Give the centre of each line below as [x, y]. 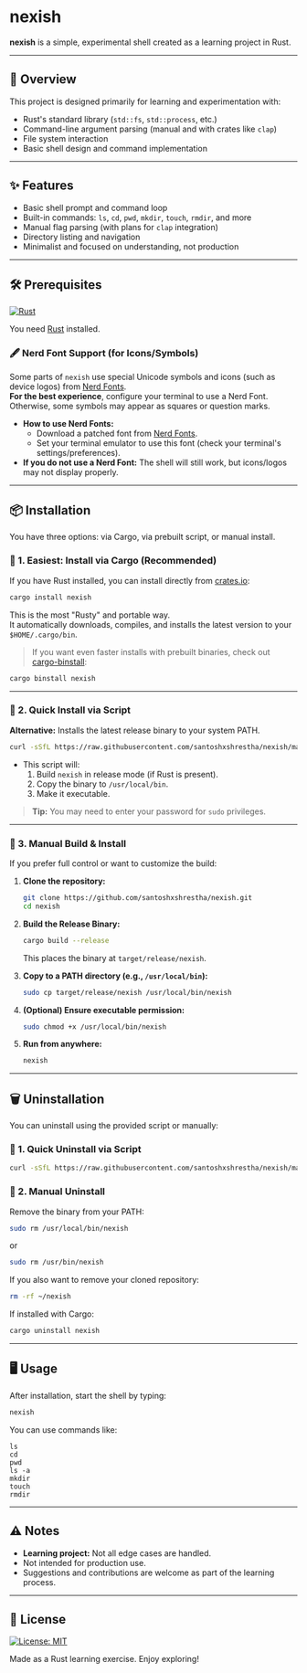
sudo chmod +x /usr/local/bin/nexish [95, 1027]
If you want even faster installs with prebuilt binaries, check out [151, 651]
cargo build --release [66, 940]
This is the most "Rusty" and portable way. [90, 615]
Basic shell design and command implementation [115, 148]
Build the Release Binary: [71, 924]
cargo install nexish [51, 597]
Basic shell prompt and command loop [95, 207]
